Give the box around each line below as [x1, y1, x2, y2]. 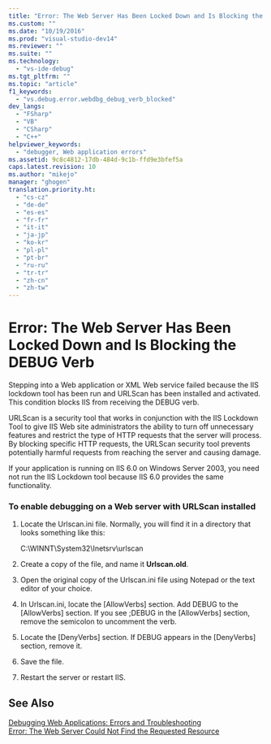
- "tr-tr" [15, 269, 49, 277]
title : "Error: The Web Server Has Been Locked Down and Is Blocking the [8, 11, 264, 20]
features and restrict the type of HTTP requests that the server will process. [8, 430, 262, 440]
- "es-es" [15, 208, 49, 216]
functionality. [8, 481, 53, 491]
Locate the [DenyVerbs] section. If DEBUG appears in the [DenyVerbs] [19, 633, 256, 642]
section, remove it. [19, 641, 83, 651]
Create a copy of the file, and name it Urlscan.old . [19, 560, 189, 569]
